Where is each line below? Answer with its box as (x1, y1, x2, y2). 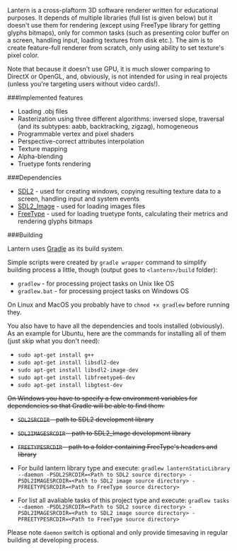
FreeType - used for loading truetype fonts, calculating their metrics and (17, 210, 229, 218)
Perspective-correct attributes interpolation (17, 137, 145, 146)
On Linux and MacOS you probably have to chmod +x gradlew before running (7, 300, 230, 309)
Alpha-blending (17, 152, 64, 160)
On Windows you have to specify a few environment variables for (7, 394, 198, 402)
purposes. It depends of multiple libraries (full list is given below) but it (7, 13, 213, 22)
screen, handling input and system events (17, 194, 140, 203)
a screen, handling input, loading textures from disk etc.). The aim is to (7, 36, 214, 45)
